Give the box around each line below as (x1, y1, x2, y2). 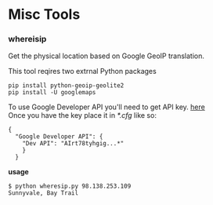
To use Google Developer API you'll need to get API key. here (8, 102, 205, 112)
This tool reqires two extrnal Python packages (8, 67, 157, 76)
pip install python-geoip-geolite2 (8, 82, 125, 90)
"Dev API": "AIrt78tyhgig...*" (22, 140, 125, 148)
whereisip (8, 34, 47, 45)
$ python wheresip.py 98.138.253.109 (8, 182, 132, 190)
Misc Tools (8, 5, 81, 24)
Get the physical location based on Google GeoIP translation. (8, 51, 205, 60)
